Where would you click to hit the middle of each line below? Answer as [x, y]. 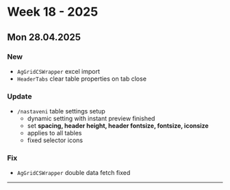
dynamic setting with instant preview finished [91, 119]
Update [20, 96]
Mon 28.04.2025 [44, 37]
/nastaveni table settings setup [61, 111]
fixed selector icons [55, 140]
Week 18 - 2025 [53, 12]
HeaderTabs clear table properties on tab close [82, 79]
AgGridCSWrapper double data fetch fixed [74, 173]
